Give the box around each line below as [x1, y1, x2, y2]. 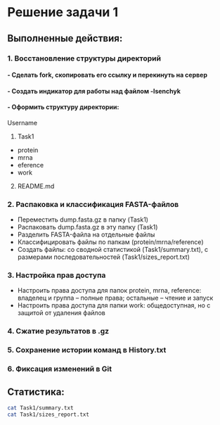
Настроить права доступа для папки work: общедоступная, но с [17, 301, 211, 310]
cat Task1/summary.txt [7, 405, 74, 412]
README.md [17, 182, 55, 190]
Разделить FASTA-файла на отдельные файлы [17, 230, 155, 239]
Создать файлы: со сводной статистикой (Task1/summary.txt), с [17, 246, 209, 254]
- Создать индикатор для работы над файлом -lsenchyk [7, 87, 181, 95]
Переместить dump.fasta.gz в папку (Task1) [17, 215, 149, 224]
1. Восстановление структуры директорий [7, 53, 162, 63]
